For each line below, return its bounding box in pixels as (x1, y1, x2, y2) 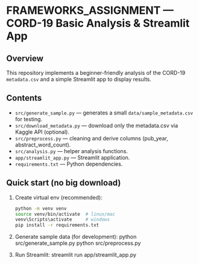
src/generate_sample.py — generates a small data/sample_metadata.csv (14, 109, 194, 116)
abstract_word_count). (14, 141, 71, 148)
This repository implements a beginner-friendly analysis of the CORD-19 (6, 69, 186, 76)
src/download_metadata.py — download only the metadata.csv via (14, 122, 178, 129)
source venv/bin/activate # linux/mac (14, 211, 116, 217)
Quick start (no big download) (6, 178, 121, 188)
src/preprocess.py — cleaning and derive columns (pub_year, (14, 134, 169, 142)
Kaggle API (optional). (14, 128, 69, 136)
